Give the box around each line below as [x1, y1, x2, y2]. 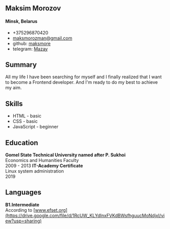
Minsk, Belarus [5, 18, 38, 24]
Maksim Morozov [5, 4, 61, 13]
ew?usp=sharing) [5, 218, 42, 224]
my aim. [5, 85, 22, 91]
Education [5, 138, 39, 147]
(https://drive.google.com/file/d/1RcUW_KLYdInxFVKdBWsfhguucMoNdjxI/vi [5, 212, 165, 218]
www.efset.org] [35, 207, 67, 213]
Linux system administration [5, 168, 64, 174]
